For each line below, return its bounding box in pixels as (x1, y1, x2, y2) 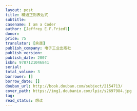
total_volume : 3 (5, 70, 40, 75)
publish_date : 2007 (5, 55, 47, 60)
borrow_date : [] (5, 79, 40, 84)
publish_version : (5, 50, 43, 55)
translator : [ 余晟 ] (5, 41, 46, 46)
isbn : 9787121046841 (5, 60, 50, 65)
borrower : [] (5, 74, 33, 79)
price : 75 (5, 36, 27, 41)
